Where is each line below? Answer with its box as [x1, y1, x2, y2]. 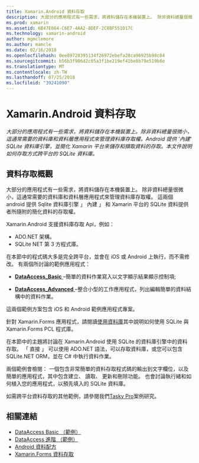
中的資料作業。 [19, 293, 57, 300]
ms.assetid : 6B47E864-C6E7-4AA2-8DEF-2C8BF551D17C [6, 25, 133, 31]
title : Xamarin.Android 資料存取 [6, 8, 85, 15]
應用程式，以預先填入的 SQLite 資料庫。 [31, 380, 129, 387]
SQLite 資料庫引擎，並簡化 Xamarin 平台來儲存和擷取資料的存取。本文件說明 [6, 142, 193, 149]
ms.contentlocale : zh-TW [6, 69, 67, 75]
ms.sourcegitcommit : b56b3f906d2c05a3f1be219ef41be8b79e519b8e [6, 58, 165, 64]
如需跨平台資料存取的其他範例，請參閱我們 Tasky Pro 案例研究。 [6, 392, 160, 399]
